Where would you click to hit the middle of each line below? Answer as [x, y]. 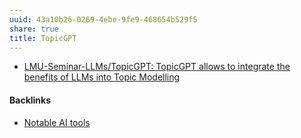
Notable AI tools [57, 122]
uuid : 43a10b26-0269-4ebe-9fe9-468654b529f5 [103, 19]
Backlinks [30, 100]
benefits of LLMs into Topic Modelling [102, 77]
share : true [34, 29]
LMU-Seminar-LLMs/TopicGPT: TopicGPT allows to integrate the [157, 67]
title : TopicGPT [43, 38]
